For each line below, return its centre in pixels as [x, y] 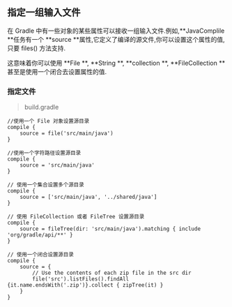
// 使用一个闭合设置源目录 [41, 255]
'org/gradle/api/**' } [40, 235]
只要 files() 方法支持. [37, 48]
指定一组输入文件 [44, 13]
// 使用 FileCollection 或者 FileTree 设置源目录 [76, 217]
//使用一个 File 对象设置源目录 [48, 121]
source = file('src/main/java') [67, 134]
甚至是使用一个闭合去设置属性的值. [57, 71]
